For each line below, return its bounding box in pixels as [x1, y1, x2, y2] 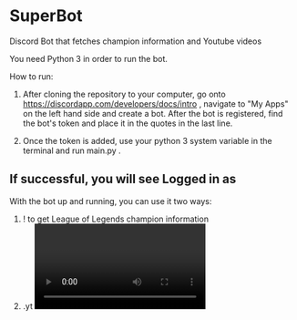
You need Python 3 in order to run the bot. [9, 53, 169, 64]
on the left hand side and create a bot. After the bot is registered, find [22, 108, 283, 119]
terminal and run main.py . [22, 145, 121, 156]
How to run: [9, 70, 54, 82]
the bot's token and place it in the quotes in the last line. [22, 118, 233, 129]
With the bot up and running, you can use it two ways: [9, 195, 212, 206]
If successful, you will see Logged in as [9, 171, 237, 187]
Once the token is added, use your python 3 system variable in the [22, 135, 272, 146]
